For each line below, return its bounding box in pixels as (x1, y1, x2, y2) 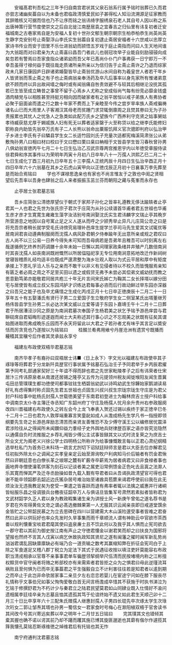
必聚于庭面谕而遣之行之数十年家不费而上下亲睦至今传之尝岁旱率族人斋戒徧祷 (5, 100, 167, 106)
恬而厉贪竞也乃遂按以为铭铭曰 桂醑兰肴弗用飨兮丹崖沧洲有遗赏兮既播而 (5, 327, 164, 332)
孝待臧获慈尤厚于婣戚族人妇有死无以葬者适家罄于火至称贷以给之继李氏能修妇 (5, 120, 167, 125)
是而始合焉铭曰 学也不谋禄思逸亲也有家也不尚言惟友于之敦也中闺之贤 (5, 171, 159, 176)
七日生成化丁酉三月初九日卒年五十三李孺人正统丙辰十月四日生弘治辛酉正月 (5, 158, 162, 164)
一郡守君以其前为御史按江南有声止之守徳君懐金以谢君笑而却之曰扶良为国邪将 (5, 527, 167, 533)
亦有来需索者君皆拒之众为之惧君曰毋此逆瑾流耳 (68, 560, 167, 565)
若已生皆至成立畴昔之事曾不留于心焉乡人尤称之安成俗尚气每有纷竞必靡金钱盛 (5, 87, 167, 94)
